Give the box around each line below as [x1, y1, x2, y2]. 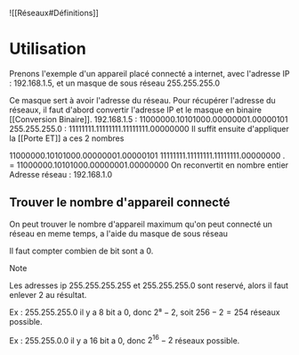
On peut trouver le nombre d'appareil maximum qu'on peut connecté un [9, 219, 273, 229]
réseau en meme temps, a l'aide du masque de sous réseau [9, 227, 229, 239]
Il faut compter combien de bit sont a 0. [9, 245, 154, 256]
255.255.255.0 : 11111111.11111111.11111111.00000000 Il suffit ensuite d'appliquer [9, 123, 289, 134]
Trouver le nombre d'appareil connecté [9, 195, 230, 211]
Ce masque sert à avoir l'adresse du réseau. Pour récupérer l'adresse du [9, 95, 276, 105]
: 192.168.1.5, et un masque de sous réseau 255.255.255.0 [9, 78, 221, 88]
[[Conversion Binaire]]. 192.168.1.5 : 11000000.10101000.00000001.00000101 [9, 113, 288, 124]
